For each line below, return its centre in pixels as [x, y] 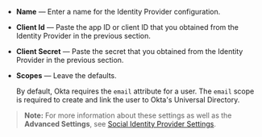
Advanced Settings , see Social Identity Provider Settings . [120, 124]
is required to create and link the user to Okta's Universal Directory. [128, 100]
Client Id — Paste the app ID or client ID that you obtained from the [127, 27]
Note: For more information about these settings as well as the [128, 115]
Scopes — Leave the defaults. [66, 75]
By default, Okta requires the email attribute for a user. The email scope [135, 91]
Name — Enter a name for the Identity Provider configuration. [118, 12]
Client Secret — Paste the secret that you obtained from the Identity [129, 51]
